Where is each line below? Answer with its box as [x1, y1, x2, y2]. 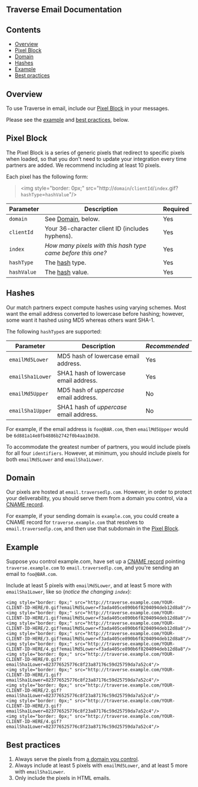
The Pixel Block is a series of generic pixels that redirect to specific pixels [6, 149, 185, 156]
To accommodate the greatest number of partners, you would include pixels [6, 443, 190, 450]
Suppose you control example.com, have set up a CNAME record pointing [6, 558, 186, 565]
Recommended [145, 342, 189, 350]
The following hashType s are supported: [6, 328, 102, 335]
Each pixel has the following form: [6, 173, 88, 180]
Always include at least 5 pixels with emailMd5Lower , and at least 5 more [14, 762, 188, 769]
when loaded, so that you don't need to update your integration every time [6, 155, 187, 162]
